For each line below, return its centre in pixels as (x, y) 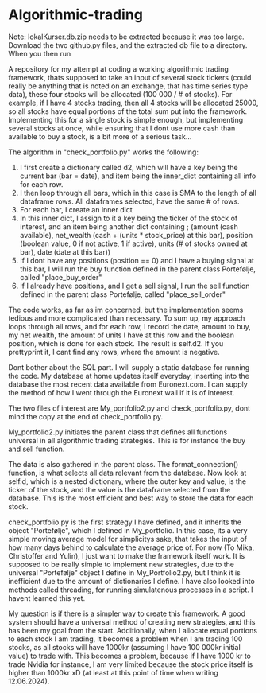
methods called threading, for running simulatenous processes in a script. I (131, 590)
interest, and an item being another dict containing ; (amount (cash (129, 226)
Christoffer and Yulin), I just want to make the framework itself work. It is (127, 555)
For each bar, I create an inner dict (76, 209)
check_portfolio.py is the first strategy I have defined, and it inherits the (125, 522)
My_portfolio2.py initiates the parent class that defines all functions (118, 432)
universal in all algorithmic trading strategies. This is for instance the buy (127, 440)
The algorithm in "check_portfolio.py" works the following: (103, 152)
